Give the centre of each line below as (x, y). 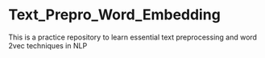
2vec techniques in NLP (48, 45)
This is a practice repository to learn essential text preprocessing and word (133, 37)
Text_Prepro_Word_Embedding (115, 15)
